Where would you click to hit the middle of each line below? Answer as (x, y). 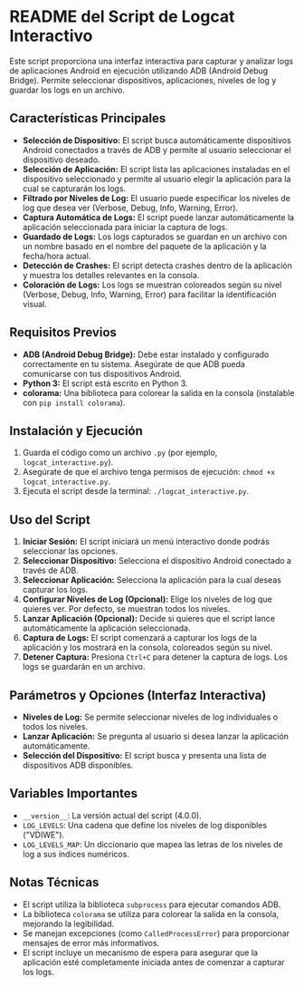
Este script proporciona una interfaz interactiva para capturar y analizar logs (152, 61)
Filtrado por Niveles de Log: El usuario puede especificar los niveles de (157, 198)
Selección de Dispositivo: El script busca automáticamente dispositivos (157, 140)
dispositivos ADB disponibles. (78, 765)
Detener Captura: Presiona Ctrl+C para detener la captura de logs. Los (155, 657)
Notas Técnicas (54, 882)
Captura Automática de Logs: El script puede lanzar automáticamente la (158, 217)
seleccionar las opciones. (70, 551)
